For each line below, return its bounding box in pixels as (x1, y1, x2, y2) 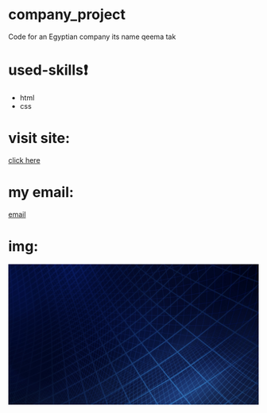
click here (8, 155, 41, 164)
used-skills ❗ (8, 61, 88, 79)
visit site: (8, 129, 70, 148)
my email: (8, 183, 74, 201)
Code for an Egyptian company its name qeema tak (8, 32, 176, 41)
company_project (8, 6, 126, 24)
